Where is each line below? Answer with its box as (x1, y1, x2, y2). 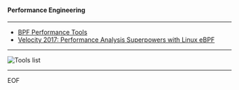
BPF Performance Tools (17, 28, 87, 37)
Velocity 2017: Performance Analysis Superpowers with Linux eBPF (17, 35, 215, 44)
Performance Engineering (7, 6, 85, 14)
